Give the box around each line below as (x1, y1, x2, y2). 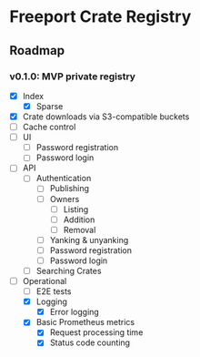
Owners (49, 193, 80, 204)
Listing (63, 203, 89, 215)
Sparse (35, 100, 64, 111)
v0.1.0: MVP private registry (9, 70, 136, 83)
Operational (22, 276, 67, 286)
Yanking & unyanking (49, 234, 129, 245)
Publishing (49, 183, 89, 194)
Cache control (22, 121, 76, 133)
